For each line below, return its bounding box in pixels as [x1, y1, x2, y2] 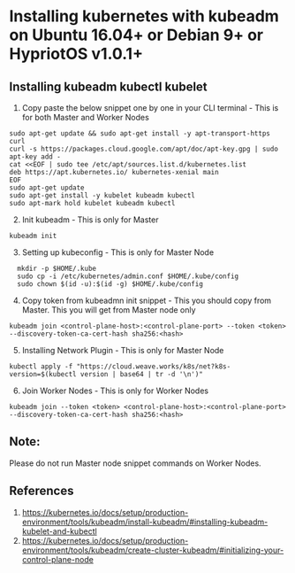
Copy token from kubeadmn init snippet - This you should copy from [21, 295, 272, 306]
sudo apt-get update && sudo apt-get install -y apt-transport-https [9, 129, 271, 138]
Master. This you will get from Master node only [21, 305, 196, 315]
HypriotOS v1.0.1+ [9, 44, 144, 64]
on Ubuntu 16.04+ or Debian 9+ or [9, 25, 264, 45]
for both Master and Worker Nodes [21, 112, 150, 122]
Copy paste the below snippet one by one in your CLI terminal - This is [21, 103, 279, 112]
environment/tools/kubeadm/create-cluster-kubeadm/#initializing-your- [21, 545, 284, 555]
